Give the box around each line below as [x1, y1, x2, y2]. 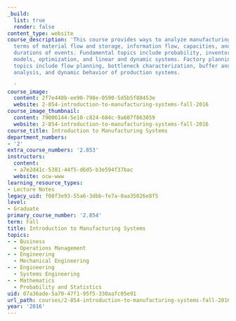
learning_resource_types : [7, 179, 83, 186]
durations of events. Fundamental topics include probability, [13, 50, 202, 57]
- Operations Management [13, 245, 86, 252]
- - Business [7, 238, 46, 245]
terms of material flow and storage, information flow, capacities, [13, 43, 218, 50]
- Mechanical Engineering [13, 257, 90, 265]
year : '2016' [7, 303, 46, 310]
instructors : [7, 153, 46, 160]
